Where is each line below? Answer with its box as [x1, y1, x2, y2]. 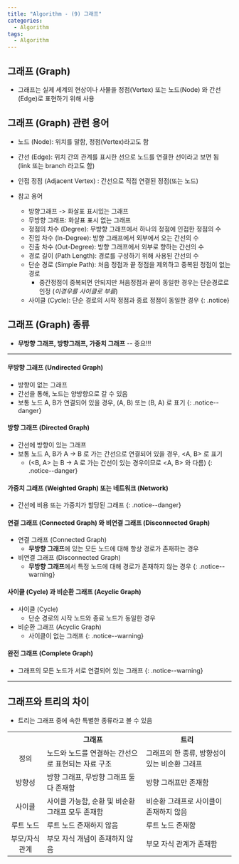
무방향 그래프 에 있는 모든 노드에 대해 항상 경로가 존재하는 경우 [28, 544, 199, 553]
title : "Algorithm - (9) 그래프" [7, 10, 102, 18]
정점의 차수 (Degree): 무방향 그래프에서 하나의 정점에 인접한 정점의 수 [28, 224, 222, 233]
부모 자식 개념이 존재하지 [46, 833, 125, 843]
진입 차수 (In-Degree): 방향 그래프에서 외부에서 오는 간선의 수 [28, 233, 199, 242]
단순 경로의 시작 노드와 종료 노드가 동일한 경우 [28, 613, 156, 622]
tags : [7, 30, 23, 38]
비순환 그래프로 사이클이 [145, 796, 223, 806]
